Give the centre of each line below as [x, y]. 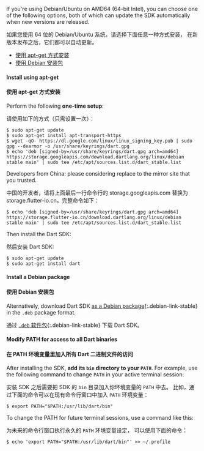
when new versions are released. [48, 22]
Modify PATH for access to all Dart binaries [62, 340]
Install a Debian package [38, 277]
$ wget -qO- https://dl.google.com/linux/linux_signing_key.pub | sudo [99, 141]
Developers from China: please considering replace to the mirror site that [98, 173]
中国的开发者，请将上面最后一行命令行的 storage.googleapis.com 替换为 [97, 193]
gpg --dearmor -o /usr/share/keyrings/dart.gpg [68, 146]
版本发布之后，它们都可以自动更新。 [52, 42]
